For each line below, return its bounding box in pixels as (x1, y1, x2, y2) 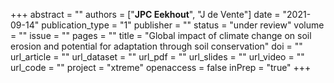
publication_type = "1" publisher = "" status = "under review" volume (41, 19, 325, 31)
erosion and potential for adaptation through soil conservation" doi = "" (10, 40, 303, 52)
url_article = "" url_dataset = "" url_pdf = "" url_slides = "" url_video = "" (10, 51, 305, 63)
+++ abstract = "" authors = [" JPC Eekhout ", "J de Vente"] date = (10, 9, 281, 20)
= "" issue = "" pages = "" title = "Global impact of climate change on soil (10, 30, 312, 41)
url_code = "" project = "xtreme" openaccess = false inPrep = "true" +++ (10, 62, 312, 73)
